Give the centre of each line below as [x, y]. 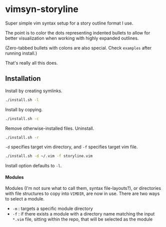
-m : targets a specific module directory [53, 208]
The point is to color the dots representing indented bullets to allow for [78, 33]
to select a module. [25, 199]
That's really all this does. [31, 63]
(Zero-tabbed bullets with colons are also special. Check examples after [78, 48]
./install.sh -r [22, 137]
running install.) [21, 53]
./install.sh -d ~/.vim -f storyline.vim [49, 156]
